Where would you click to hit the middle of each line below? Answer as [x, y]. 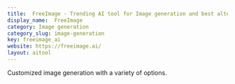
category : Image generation [48, 27]
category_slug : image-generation [56, 33]
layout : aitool [29, 53]
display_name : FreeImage [45, 20]
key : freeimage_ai [34, 40]
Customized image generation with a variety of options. [87, 72]
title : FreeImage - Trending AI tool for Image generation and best [111, 14]
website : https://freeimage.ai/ [54, 46]
